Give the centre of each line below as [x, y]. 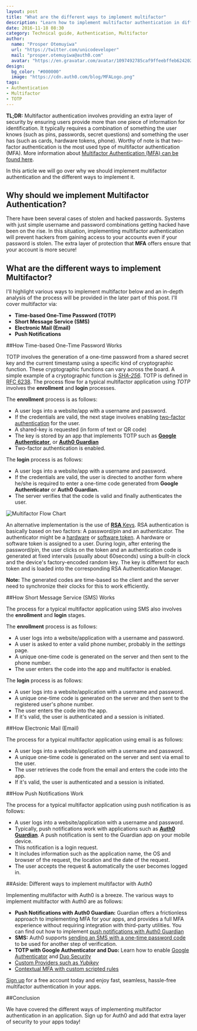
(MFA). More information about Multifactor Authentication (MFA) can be [92, 153]
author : [16, 39]
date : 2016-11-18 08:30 [35, 28]
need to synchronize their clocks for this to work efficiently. [78, 586]
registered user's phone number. [54, 705]
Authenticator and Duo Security [53, 956]
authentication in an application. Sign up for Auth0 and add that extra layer [96, 1016]
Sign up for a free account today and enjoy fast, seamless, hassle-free [91, 981]
